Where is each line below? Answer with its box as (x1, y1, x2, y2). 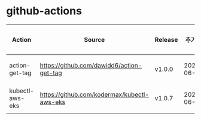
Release (154, 35, 178, 44)
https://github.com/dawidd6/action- (39, 61, 142, 69)
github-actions (6, 4, 83, 18)
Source (84, 35, 105, 44)
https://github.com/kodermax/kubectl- (39, 90, 150, 99)
